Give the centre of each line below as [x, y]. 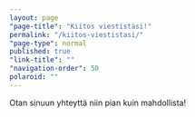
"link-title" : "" [42, 60]
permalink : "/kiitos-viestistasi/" [77, 34]
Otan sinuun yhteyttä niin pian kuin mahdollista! [98, 102]
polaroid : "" [34, 77]
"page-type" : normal [49, 43]
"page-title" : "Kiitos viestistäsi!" [81, 26]
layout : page [34, 18]
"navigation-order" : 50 [54, 69]
